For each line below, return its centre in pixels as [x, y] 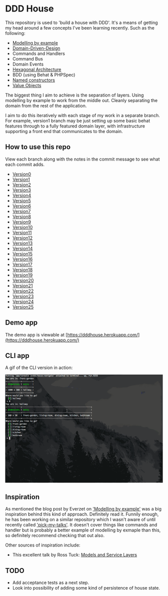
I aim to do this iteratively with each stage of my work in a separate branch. [82, 115]
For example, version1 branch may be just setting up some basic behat [78, 120]
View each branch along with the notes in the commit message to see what [82, 159]
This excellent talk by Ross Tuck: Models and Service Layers [75, 555]
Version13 [22, 243]
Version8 [22, 216]
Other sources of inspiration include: [43, 545]
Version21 [22, 285]
